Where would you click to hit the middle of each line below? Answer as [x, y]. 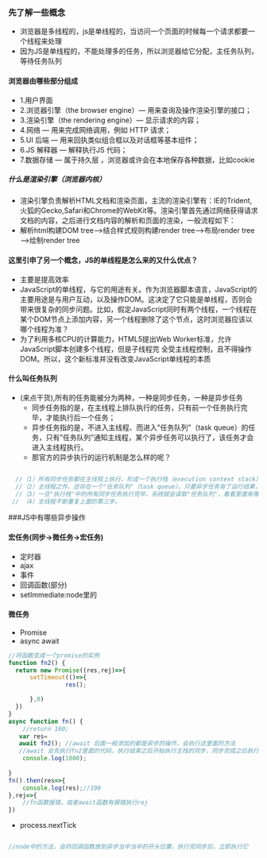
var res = [33, 736]
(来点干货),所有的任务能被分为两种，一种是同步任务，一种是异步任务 [132, 397]
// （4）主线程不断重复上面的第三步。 [66, 501]
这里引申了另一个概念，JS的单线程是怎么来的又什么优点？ [103, 261]
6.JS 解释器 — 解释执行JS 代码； [74, 149]
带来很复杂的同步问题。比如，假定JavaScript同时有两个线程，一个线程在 [138, 309]
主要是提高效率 [44, 279]
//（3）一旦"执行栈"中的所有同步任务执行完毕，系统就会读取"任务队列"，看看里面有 [134, 494]
